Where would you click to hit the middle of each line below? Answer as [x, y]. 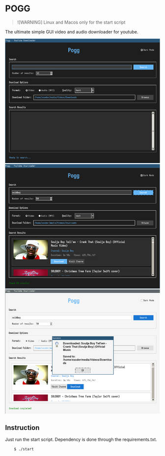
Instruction [22, 428]
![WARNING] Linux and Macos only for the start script [71, 22]
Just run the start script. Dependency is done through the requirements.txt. [81, 439]
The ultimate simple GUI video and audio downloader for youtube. [72, 32]
